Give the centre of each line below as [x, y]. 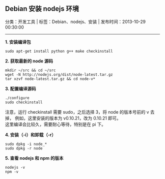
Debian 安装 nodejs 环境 [42, 9]
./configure [17, 98]
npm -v [12, 172]
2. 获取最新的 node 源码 [29, 61]
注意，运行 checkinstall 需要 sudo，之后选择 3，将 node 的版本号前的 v [77, 112]
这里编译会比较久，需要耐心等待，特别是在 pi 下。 [55, 124]
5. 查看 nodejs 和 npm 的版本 [34, 158]
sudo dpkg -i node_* [26, 144]
